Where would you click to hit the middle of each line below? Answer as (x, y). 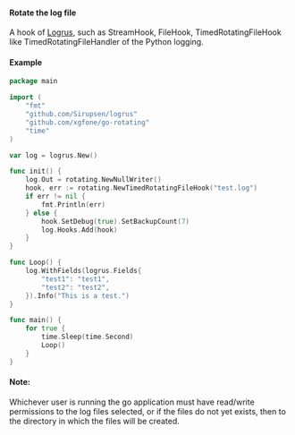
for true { (46, 328)
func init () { (36, 171)
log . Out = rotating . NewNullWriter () (94, 180)
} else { (42, 213)
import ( (25, 98)
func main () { (36, 320)
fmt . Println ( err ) (73, 205)
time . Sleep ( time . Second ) (88, 337)
